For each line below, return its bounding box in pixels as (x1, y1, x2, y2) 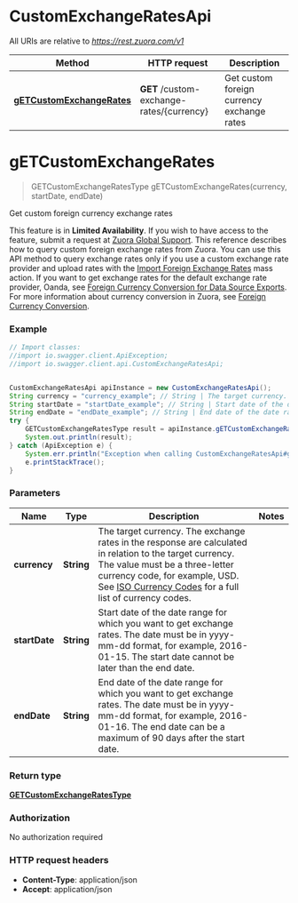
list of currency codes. (98, 591, 192, 603)
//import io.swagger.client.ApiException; (9, 351, 169, 361)
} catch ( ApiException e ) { (9, 441, 114, 450)
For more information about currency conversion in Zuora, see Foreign (9, 291, 266, 301)
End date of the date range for (98, 675, 223, 688)
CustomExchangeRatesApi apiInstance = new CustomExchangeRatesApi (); (9, 383, 272, 392)
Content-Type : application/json (21, 874, 137, 885)
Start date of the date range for (98, 606, 228, 619)
